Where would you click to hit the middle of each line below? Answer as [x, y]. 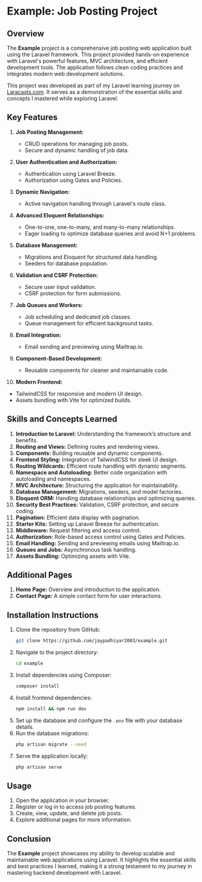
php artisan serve [39, 767]
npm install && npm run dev [51, 709]
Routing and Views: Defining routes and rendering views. [87, 446]
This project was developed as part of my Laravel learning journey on [93, 85]
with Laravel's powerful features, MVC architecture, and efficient [87, 61]
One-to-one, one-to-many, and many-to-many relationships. [100, 227]
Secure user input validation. [60, 287]
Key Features [32, 117]
